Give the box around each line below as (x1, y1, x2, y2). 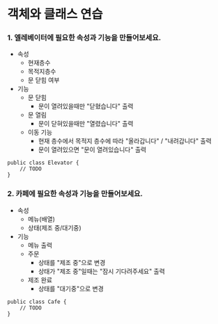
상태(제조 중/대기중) (27, 223, 81, 232)
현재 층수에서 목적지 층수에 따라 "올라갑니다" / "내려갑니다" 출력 (38, 137, 212, 145)
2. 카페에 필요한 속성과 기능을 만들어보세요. (7, 189, 143, 199)
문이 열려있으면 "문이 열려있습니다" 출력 (38, 145, 147, 154)
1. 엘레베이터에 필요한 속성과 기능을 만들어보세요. (7, 33, 162, 42)
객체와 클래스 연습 (7, 6, 103, 22)
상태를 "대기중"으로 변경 (38, 284, 104, 293)
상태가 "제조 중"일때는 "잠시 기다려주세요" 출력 (38, 267, 165, 275)
